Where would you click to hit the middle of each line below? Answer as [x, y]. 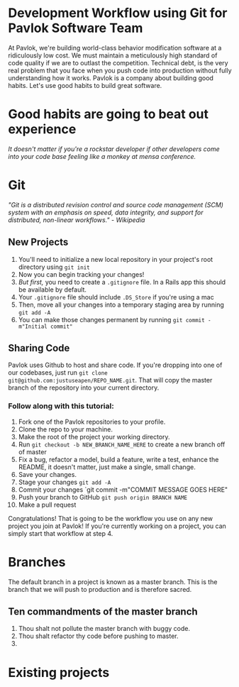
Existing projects [59, 672]
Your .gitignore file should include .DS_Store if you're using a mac [116, 297]
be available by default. [52, 290]
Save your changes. [48, 474]
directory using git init [54, 267]
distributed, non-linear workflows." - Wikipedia [77, 220]
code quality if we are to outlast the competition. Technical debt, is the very [118, 62]
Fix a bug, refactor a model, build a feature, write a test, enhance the [118, 459]
